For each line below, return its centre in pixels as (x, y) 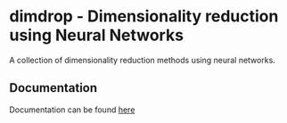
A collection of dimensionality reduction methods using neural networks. (143, 60)
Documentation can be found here (72, 110)
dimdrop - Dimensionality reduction (144, 16)
